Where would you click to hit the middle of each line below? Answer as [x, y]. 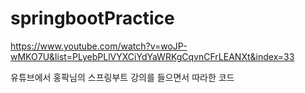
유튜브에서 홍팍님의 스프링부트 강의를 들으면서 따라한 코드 [122, 77]
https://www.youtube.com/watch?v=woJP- [99, 46]
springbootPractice [92, 18]
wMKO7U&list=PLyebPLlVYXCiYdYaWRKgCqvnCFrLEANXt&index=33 [152, 56]
